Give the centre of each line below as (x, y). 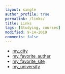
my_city (20, 51)
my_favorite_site (29, 61)
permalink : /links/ (25, 19)
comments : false (22, 37)
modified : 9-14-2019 (26, 32)
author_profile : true (27, 14)
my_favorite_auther (31, 56)
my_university (26, 66)
